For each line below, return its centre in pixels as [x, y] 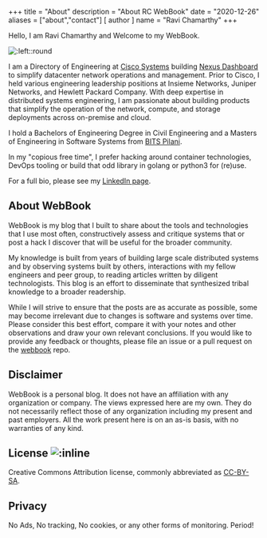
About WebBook [50, 206]
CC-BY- [236, 472]
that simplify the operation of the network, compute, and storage [114, 109]
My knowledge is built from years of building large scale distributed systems [133, 257]
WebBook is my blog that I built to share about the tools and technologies [128, 225]
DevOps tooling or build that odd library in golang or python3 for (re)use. [128, 165]
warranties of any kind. [46, 428]
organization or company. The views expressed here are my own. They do [130, 402]
